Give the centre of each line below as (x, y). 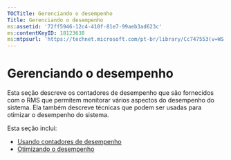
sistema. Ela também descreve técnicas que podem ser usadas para (104, 107)
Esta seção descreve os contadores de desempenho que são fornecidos (111, 93)
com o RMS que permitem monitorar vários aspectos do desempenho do (111, 100)
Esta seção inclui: (32, 128)
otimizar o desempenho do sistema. (58, 115)
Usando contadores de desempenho (70, 142)
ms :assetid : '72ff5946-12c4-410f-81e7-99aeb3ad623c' (85, 26)
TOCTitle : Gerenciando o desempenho (60, 14)
